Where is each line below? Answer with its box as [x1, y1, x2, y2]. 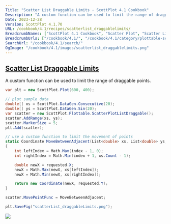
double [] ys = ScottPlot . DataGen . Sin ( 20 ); [5, 106, 97, 111]
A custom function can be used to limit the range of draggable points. [5, 77, 151, 84]
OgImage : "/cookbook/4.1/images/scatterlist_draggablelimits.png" [5, 45, 149, 50]
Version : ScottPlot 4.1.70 [5, 21, 63, 27]
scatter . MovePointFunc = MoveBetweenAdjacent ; [5, 195, 106, 200]
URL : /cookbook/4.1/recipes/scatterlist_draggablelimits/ [5, 26, 131, 32]
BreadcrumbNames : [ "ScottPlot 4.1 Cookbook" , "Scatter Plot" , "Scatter [5, 31, 160, 36]
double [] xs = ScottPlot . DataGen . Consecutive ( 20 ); [5, 101, 115, 107]
